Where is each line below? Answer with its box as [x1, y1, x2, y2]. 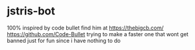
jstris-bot [7, 4, 55, 18]
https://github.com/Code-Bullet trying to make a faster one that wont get [7, 30, 189, 37]
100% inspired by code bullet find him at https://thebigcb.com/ [7, 24, 164, 31]
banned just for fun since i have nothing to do [7, 37, 121, 44]
